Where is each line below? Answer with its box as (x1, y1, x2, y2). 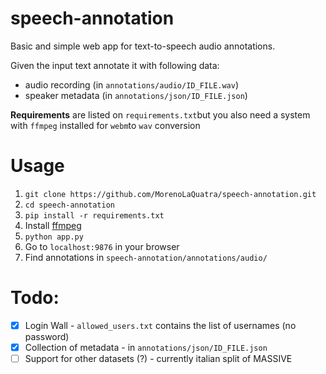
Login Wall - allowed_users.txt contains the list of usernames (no (24, 319, 297, 331)
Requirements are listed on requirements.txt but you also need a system (10, 108, 311, 121)
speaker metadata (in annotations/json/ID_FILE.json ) (24, 89, 248, 101)
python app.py (24, 232, 84, 242)
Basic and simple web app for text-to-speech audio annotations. (10, 40, 276, 52)
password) (24, 330, 70, 342)
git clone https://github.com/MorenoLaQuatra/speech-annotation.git (24, 189, 317, 199)
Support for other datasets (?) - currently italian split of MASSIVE (24, 352, 293, 364)
